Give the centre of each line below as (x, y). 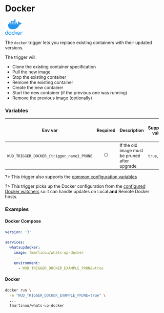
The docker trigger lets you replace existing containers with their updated (79, 43)
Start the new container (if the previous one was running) (70, 92)
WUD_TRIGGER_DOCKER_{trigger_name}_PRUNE (50, 156)
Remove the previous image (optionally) (52, 98)
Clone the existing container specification (54, 67)
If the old (128, 145)
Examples (17, 209)
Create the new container (38, 87)
